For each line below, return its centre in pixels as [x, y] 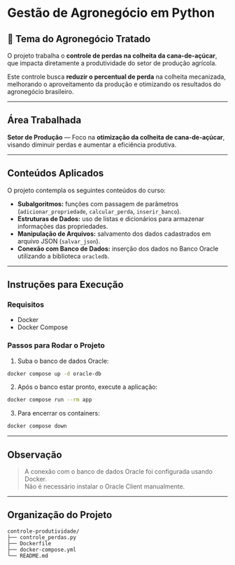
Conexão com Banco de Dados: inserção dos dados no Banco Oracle [118, 248]
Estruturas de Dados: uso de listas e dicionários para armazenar [111, 218]
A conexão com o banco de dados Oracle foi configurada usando [119, 472]
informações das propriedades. [63, 226]
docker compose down [37, 426]
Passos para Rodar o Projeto [56, 345]
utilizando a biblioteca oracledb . [63, 256]
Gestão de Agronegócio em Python [111, 13]
